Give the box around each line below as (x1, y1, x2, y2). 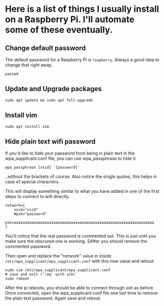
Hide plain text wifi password (5, 137, 96, 146)
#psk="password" (14, 212, 47, 217)
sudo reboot (5, 276, 29, 281)
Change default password (5, 44, 86, 52)
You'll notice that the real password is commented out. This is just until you (5, 233, 156, 239)
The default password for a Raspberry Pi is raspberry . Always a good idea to (5, 57, 160, 62)
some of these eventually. (5, 25, 113, 35)
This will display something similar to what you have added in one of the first (5, 188, 160, 194)
